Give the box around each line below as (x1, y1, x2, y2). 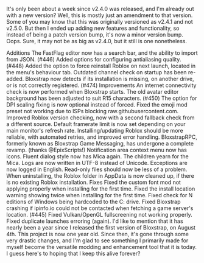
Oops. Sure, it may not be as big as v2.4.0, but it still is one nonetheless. (6, 38, 188, 44)
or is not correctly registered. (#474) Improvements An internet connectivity (6, 82, 197, 89)
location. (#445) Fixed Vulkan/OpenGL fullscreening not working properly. (6, 211, 193, 218)
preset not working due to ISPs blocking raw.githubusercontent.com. (6, 108, 178, 114)
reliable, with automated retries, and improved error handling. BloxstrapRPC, (6, 133, 198, 141)
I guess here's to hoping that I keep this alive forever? (6, 250, 141, 257)
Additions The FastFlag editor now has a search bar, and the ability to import (6, 49, 198, 57)
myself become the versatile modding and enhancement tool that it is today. (6, 244, 197, 250)
